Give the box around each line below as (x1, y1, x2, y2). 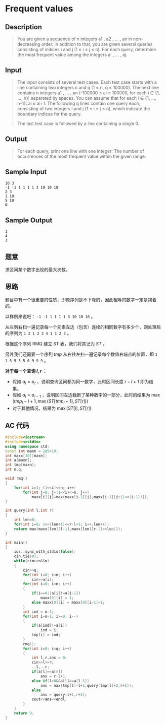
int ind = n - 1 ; (23, 609, 54, 614)
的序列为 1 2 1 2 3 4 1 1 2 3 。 (5, 330, 72, 336)
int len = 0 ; (14, 517, 37, 523)
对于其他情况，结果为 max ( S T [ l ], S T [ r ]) (12, 405, 92, 411)
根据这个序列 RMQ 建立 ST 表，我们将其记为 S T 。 (5, 340, 107, 346)
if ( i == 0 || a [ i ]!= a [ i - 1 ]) (31, 591, 81, 596)
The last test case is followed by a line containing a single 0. (17, 120, 140, 127)
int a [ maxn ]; (5, 458, 32, 463)
